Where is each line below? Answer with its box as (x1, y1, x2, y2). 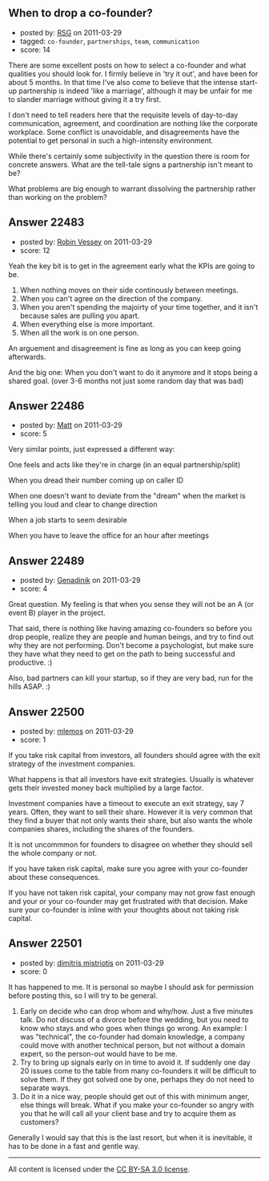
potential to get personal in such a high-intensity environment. (8, 136, 214, 145)
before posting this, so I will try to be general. (8, 991, 158, 1000)
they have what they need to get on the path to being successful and (8, 650, 235, 659)
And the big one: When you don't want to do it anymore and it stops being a (8, 367, 259, 377)
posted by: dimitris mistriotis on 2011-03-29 (19, 958, 164, 967)
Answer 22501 (8, 937, 82, 951)
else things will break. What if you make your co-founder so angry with (19, 1100, 255, 1110)
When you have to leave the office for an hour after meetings (8, 531, 210, 540)
